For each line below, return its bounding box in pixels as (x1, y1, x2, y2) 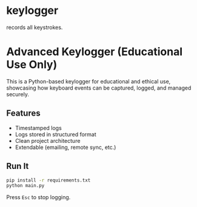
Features (6, 108, 41, 119)
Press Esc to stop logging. (6, 194, 71, 201)
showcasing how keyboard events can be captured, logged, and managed (6, 84, 192, 91)
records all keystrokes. (6, 24, 63, 31)
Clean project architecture (15, 137, 81, 144)
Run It (6, 161, 29, 171)
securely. (6, 90, 29, 97)
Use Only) (6, 58, 58, 71)
